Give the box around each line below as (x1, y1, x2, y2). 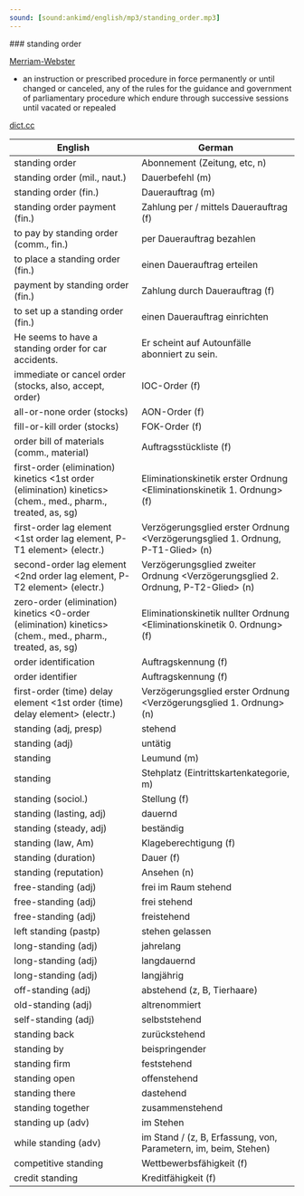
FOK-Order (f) (141, 420, 203, 433)
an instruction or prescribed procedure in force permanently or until (22, 73, 275, 84)
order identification (14, 655, 95, 668)
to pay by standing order (14, 226, 119, 239)
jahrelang (141, 939, 181, 952)
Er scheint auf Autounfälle (141, 336, 252, 349)
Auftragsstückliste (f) (141, 440, 233, 453)
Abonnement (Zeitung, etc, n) (141, 156, 267, 168)
